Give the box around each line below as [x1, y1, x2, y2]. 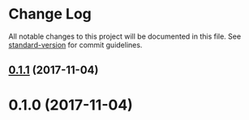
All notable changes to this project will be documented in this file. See [8, 31, 242, 41]
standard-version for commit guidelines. [8, 39, 143, 49]
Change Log [8, 5, 92, 23]
